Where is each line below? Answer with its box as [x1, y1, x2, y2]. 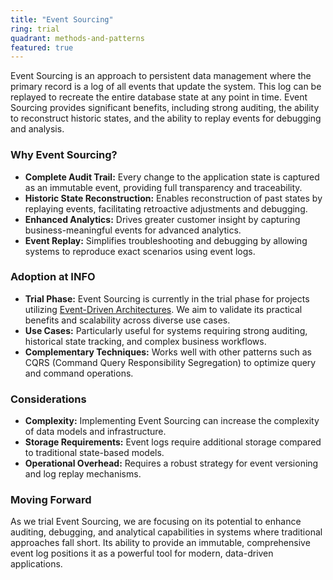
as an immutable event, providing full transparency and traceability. [24, 181, 303, 193]
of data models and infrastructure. [24, 426, 167, 438]
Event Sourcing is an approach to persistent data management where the [10, 70, 312, 82]
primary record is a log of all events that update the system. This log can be [10, 81, 322, 93]
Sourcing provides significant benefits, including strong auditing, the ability [10, 102, 320, 114]
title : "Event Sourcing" [10, 14, 114, 25]
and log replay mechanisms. [24, 468, 142, 480]
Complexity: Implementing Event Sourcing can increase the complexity [24, 415, 320, 427]
